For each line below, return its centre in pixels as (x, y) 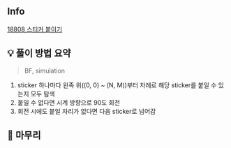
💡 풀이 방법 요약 (39, 53)
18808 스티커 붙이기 (35, 29)
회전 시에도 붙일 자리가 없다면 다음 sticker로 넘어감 (87, 111)
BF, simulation (44, 71)
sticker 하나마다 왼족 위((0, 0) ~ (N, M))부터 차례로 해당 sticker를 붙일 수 (117, 85)
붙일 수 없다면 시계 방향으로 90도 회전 (69, 102)
